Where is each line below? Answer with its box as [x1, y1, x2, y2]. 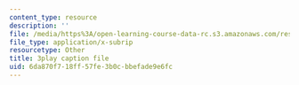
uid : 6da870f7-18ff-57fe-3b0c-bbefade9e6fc [9, 63, 174, 72]
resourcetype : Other [9, 46, 86, 55]
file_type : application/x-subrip [9, 37, 133, 47]
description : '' [9, 21, 69, 30]
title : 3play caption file [9, 54, 109, 63]
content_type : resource [9, 12, 98, 22]
